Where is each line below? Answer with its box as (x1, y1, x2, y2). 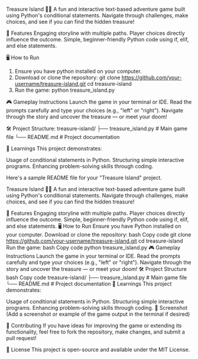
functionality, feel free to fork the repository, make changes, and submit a (6, 328, 185, 335)
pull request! (6, 335, 37, 341)
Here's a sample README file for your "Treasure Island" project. (6, 174, 163, 181)
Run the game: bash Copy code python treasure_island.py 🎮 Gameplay (6, 244, 181, 251)
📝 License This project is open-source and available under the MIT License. (6, 346, 190, 353)
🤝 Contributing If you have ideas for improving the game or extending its (6, 322, 182, 329)
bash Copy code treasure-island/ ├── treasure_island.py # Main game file (6, 274, 187, 281)
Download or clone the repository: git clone (14, 74, 121, 81)
